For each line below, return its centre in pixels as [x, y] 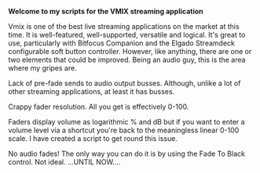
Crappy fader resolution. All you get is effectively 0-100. [99, 106]
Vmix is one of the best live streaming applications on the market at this [124, 26]
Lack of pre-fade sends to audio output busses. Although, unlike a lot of [125, 83]
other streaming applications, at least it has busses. [92, 92]
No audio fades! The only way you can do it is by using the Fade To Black [127, 153]
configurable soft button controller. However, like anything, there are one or [130, 51]
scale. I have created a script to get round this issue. [93, 139]
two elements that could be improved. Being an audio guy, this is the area [127, 59]
